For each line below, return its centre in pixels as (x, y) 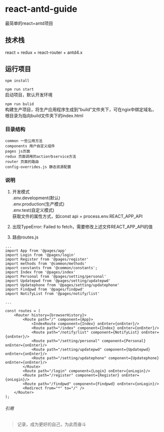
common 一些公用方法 (24, 141)
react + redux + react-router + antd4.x (44, 52)
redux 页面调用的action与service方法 (41, 156)
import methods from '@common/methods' (46, 264)
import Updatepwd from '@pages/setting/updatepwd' (58, 281)
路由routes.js (25, 237)
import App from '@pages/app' (36, 251)
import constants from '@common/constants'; (51, 268)
